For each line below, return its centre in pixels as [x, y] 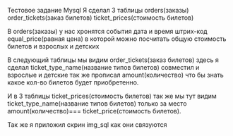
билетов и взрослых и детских [53, 46]
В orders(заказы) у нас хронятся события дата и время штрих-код [107, 31]
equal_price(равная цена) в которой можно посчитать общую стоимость [117, 39]
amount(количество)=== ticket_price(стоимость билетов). [94, 111]
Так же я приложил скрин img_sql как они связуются [87, 125]
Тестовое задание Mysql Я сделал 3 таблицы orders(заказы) [98, 10]
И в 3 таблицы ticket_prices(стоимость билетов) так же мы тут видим [112, 96]
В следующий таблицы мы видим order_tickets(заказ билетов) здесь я [113, 60]
